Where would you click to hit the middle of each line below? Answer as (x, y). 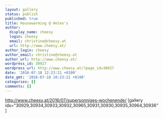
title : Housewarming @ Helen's (37, 23)
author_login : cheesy (27, 50)
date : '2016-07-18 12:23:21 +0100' (41, 73)
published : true (21, 18)
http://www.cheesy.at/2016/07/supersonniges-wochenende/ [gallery (74, 100)
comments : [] (18, 86)
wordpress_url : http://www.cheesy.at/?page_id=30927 (60, 68)
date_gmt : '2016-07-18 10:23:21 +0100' (45, 77)
